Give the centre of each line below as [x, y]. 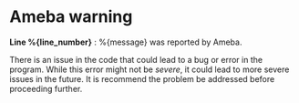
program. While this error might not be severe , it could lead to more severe [149, 69]
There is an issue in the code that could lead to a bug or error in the [136, 59]
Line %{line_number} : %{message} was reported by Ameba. [126, 42]
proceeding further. [46, 88]
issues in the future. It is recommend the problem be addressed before [142, 78]
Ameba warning [71, 17]
